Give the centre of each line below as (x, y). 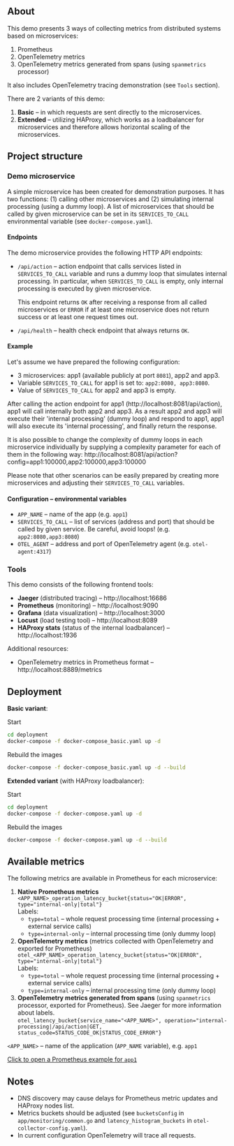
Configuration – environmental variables (67, 499)
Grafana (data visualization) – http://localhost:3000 (91, 613)
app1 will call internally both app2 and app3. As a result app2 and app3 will (115, 411)
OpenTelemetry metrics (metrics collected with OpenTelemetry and (115, 941)
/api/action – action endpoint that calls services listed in (99, 266)
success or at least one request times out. (78, 316)
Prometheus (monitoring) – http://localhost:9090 (88, 605)
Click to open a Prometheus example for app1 (72, 1059)
